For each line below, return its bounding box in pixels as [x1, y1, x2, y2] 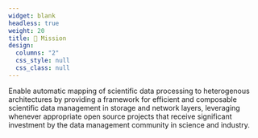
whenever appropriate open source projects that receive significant [8, 112, 232, 121]
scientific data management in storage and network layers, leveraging [8, 103, 240, 112]
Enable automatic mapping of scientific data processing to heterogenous [8, 86, 250, 95]
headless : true [8, 19, 60, 27]
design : [8, 42, 35, 50]
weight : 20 [8, 26, 45, 34]
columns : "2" [15, 49, 60, 57]
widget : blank [8, 11, 56, 20]
